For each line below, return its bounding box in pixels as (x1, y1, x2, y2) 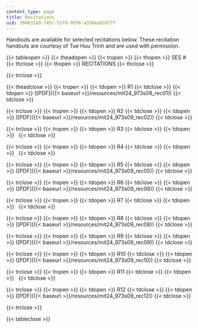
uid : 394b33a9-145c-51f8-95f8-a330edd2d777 (6, 20, 116, 26)
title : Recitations (6, 14, 55, 20)
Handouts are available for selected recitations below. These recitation (6, 36, 180, 43)
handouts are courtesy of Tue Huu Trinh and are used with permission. (6, 42, 180, 49)
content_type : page (6, 8, 55, 15)
